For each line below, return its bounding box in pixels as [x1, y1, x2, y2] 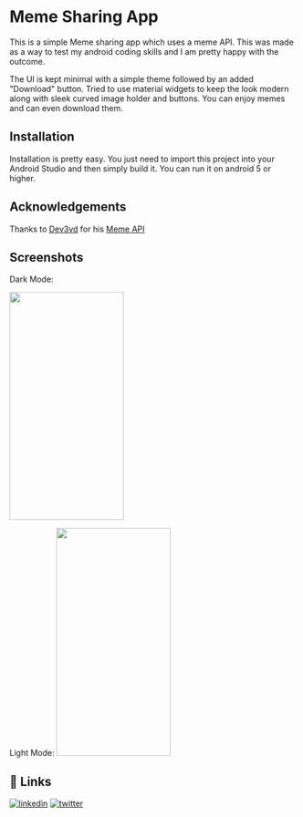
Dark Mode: [9, 274, 54, 284]
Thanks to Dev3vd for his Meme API [9, 223, 145, 234]
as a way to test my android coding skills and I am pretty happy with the [9, 46, 279, 57]
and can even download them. [9, 102, 123, 113]
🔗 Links [9, 773, 52, 790]
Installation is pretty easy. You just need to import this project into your [9, 153, 276, 164]
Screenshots [9, 249, 84, 265]
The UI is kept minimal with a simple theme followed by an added [9, 73, 254, 84]
